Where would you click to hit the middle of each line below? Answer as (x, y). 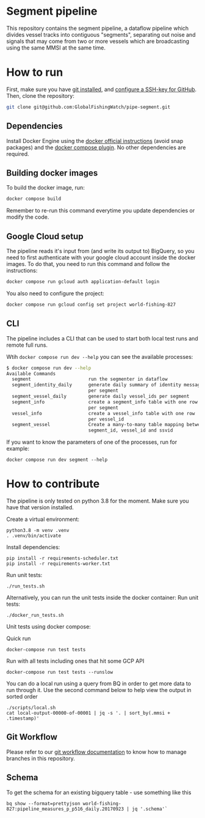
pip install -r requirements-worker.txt (59, 564)
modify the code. (28, 217)
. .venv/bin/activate (34, 536)
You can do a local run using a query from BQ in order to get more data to (99, 684)
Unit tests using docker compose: (49, 627)
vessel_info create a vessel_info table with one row (103, 413)
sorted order (22, 697)
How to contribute (53, 484)
